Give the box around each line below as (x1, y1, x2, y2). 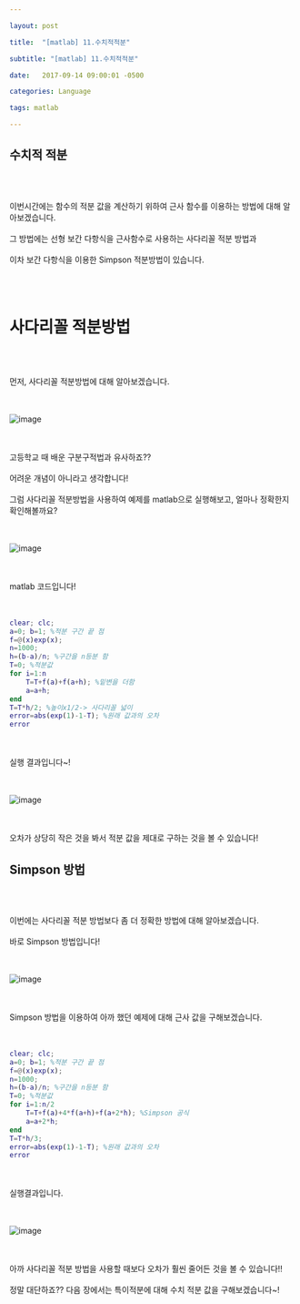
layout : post (9, 21, 59, 30)
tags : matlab (9, 104, 59, 113)
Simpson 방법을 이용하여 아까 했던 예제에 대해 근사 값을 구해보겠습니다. (9, 1012, 263, 1023)
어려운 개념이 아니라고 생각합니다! (9, 473, 129, 484)
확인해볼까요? (9, 504, 58, 515)
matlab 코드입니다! (9, 580, 76, 592)
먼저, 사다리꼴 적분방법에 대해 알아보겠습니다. (9, 375, 170, 387)
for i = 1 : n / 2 (9, 1100, 55, 1109)
